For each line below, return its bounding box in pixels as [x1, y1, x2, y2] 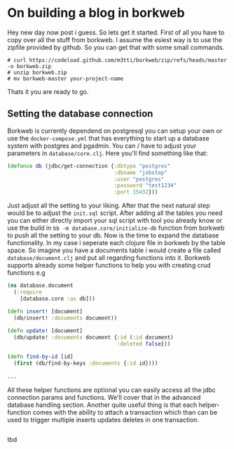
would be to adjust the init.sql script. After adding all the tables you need [7, 209, 223, 217]
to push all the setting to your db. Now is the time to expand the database [7, 231, 219, 240]
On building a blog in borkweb [7, 5, 185, 21]
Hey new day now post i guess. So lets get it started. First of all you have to [7, 28, 225, 37]
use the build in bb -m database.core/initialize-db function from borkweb [7, 223, 225, 233]
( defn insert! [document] [7, 308, 83, 315]
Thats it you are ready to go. [7, 87, 89, 96]
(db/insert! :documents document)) [13, 314, 118, 321]
